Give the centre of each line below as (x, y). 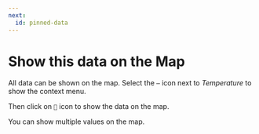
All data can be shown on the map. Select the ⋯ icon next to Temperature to (130, 83)
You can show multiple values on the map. (77, 121)
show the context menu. (47, 92)
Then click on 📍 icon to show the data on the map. (89, 107)
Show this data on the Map (97, 62)
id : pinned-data (42, 23)
